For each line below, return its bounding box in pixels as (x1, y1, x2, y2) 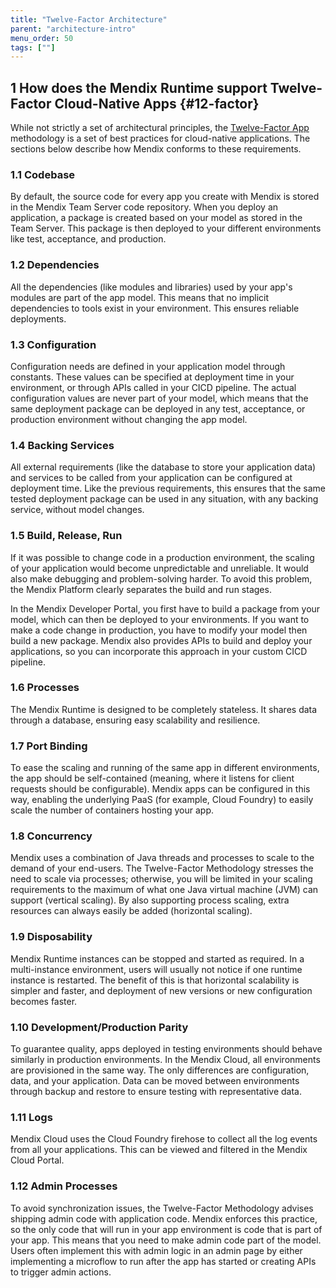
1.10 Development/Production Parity (10, 1020, 189, 1034)
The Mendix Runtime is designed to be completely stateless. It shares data (10, 703, 318, 715)
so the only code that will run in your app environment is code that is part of (10, 1223, 323, 1235)
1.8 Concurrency (10, 829, 93, 843)
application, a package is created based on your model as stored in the (10, 212, 303, 224)
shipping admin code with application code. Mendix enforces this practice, (10, 1212, 318, 1225)
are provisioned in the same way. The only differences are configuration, (10, 1064, 310, 1076)
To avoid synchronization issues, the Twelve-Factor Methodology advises (10, 1202, 314, 1214)
